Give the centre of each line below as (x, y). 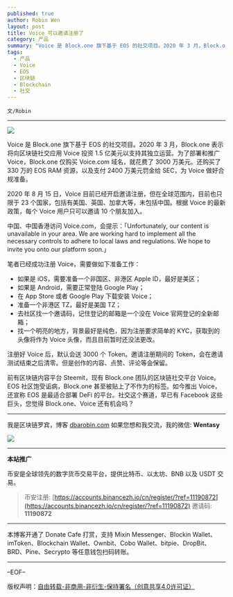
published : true (31, 14)
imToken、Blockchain (38, 543)
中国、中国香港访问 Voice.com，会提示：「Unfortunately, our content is (108, 226)
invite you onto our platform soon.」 (59, 250)
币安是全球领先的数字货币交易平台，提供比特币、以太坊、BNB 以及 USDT (112, 474)
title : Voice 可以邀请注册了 (46, 33)
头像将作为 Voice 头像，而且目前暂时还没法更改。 (88, 340)
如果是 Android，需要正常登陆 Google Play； (81, 288)
